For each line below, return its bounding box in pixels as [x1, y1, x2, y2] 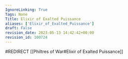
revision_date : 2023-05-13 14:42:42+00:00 [5, 30, 94, 35]
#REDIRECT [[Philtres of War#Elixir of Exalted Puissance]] [5, 48, 124, 55]
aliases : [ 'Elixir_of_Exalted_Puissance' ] [5, 21, 94, 26]
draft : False [5, 26, 32, 31]
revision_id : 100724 [5, 35, 48, 40]
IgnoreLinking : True [5, 7, 48, 12]
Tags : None [5, 12, 28, 17]
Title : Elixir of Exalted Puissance [5, 16, 81, 21]
